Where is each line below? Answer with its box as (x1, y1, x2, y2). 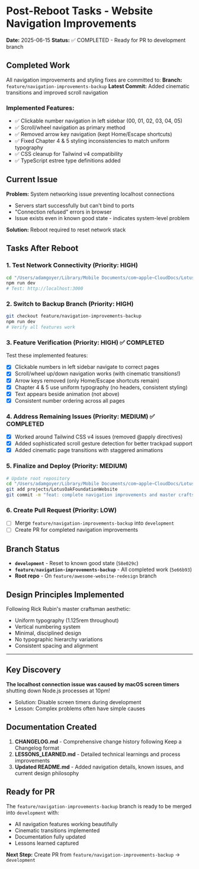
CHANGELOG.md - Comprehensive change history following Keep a (14, 738, 182, 745)
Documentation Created (6, 722, 97, 732)
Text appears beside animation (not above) (14, 390, 120, 397)
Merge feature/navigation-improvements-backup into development (14, 519, 175, 527)
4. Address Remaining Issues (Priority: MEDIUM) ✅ (6, 412, 155, 421)
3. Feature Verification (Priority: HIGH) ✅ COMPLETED (6, 338, 165, 347)
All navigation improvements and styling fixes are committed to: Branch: (6, 76, 182, 83)
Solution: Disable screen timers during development (14, 698, 142, 705)
